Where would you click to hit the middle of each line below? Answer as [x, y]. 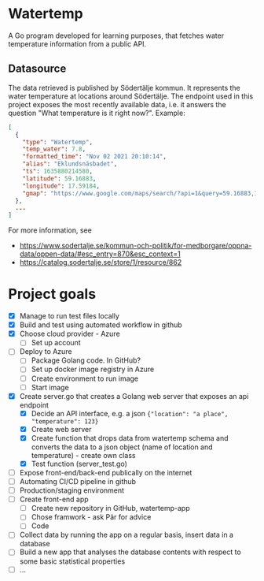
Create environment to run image [85, 378]
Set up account [56, 343]
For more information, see [50, 230]
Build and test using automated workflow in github [101, 325]
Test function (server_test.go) [79, 464]
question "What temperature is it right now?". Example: [97, 113]
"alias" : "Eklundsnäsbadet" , [70, 164]
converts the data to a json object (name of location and [122, 447]
